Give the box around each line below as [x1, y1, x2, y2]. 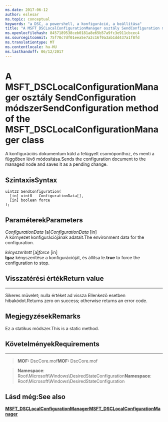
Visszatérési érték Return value [5, 274, 104, 283]
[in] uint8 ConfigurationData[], [9, 193, 84, 199]
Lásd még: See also [5, 393, 66, 401]
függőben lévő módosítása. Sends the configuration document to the [5, 156, 146, 162]
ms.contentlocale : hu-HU [5, 44, 57, 49]
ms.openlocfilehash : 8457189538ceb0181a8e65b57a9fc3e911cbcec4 [5, 30, 140, 35]
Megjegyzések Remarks [5, 312, 81, 321]
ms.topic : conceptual [5, 16, 50, 21]
